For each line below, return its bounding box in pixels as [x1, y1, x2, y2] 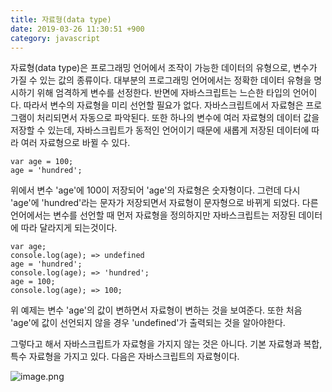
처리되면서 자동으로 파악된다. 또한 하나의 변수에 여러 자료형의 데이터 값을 [36, 112, 320, 124]
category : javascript [10, 33, 101, 43]
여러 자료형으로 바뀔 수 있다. [20, 137, 131, 149]
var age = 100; [10, 157, 74, 167]
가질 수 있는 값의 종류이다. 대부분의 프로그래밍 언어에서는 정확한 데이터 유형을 [10, 74, 312, 86]
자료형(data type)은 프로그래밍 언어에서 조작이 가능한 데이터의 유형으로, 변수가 [10, 62, 318, 74]
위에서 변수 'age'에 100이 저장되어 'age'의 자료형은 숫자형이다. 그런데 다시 [10, 184, 301, 196]
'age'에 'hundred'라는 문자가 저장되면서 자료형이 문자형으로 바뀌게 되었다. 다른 [10, 197, 319, 209]
